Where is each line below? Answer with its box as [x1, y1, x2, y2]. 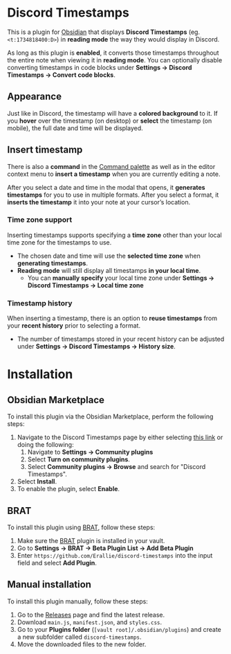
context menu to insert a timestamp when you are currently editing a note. [7, 170, 221, 178]
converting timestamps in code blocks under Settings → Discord [7, 63, 192, 71]
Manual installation [7, 578, 92, 590]
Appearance [7, 91, 62, 103]
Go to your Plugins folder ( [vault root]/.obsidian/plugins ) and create [17, 625, 221, 633]
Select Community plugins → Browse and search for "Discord [27, 463, 206, 471]
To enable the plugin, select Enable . [17, 485, 120, 493]
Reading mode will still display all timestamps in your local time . [17, 266, 201, 274]
